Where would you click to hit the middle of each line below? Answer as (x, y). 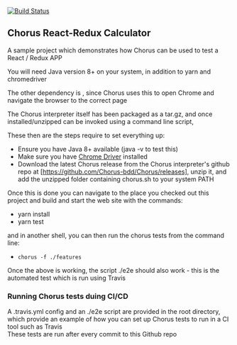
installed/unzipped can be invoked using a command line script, (100, 121)
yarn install (34, 214)
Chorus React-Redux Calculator (79, 33)
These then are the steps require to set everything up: (86, 135)
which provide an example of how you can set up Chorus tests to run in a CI (118, 319)
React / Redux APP (35, 57)
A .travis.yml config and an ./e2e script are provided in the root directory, (114, 312)
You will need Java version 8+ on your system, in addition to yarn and (109, 72)
